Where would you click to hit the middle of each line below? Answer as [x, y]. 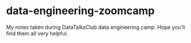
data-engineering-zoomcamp [80, 11]
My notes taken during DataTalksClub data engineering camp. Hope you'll [96, 27]
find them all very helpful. [37, 33]
